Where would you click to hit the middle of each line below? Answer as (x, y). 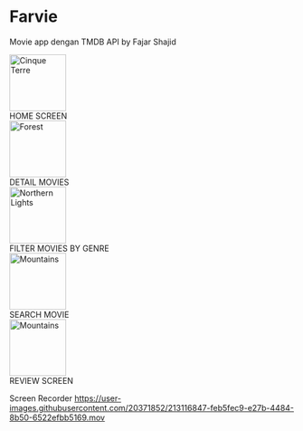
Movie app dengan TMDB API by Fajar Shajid (93, 42)
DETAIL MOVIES (39, 182)
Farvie (34, 17)
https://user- (98, 398)
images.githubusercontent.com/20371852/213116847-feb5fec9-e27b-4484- (152, 407)
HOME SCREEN (38, 116)
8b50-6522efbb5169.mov (57, 417)
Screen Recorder (41, 398)
